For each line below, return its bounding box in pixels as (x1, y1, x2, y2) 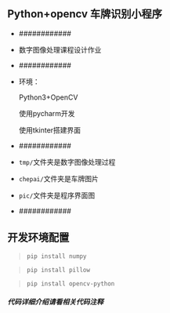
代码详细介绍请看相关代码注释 (7, 297, 103, 307)
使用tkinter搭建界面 (18, 125, 81, 135)
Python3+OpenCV (18, 93, 78, 102)
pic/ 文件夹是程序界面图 (18, 191, 96, 200)
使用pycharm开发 (18, 108, 75, 118)
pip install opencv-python (26, 279, 115, 288)
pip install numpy (26, 252, 87, 260)
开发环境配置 (7, 231, 70, 245)
